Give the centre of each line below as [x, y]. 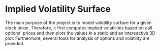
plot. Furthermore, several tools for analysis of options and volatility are [77, 38]
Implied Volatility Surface [58, 9]
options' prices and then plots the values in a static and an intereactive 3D [80, 33]
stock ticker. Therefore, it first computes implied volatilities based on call [79, 27]
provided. [15, 43]
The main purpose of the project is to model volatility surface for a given [78, 23]
